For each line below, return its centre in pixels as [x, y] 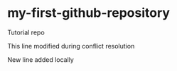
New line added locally [41, 59]
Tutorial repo [26, 32]
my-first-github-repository [89, 13]
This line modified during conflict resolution [71, 46]
